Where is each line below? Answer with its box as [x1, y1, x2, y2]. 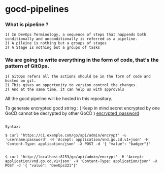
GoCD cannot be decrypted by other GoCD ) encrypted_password [5, 110, 139, 116]
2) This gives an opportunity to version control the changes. [5, 82, 138, 87]
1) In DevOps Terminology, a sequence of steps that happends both [5, 32, 147, 37]
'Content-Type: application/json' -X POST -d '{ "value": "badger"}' [5, 141, 151, 146]
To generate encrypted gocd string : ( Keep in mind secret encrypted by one [5, 105, 160, 111]
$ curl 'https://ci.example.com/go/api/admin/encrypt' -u [5, 133, 127, 138]
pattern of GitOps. [5, 63, 49, 69]
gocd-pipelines [5, 3, 69, 15]
